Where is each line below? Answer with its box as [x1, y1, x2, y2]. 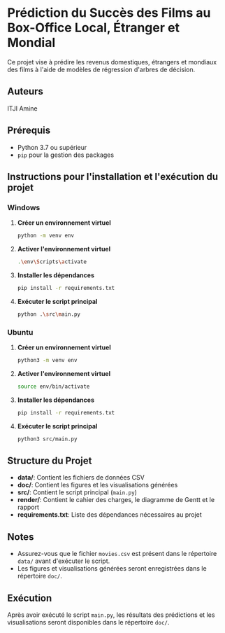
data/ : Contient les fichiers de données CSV [17, 473, 145, 482]
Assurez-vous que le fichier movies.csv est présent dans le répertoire [17, 550, 217, 558]
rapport [17, 503, 40, 512]
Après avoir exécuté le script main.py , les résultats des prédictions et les [7, 611, 215, 619]
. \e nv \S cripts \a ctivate [17, 258, 87, 265]
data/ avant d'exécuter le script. [17, 557, 110, 565]
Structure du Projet [7, 454, 92, 466]
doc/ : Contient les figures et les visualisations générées [17, 481, 178, 489]
